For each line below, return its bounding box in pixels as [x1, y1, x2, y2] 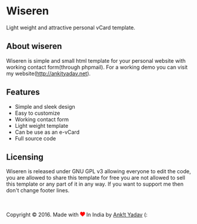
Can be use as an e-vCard [14, 128, 79, 136]
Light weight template [14, 122, 69, 129]
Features [6, 87, 40, 97]
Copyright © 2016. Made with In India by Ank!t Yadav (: [6, 211, 148, 219]
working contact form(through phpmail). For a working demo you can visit [6, 63, 188, 70]
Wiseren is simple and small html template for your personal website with [6, 57, 186, 64]
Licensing [6, 152, 44, 162]
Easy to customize [14, 109, 60, 116]
